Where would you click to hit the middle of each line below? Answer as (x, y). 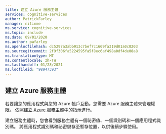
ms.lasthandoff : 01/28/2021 (34, 65)
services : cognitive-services (36, 14)
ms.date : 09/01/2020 (26, 38)
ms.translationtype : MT (30, 56)
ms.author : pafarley (26, 42)
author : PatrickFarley (28, 19)
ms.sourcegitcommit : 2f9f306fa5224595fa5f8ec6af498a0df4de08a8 (72, 51)
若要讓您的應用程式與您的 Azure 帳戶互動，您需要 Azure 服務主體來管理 (78, 103)
